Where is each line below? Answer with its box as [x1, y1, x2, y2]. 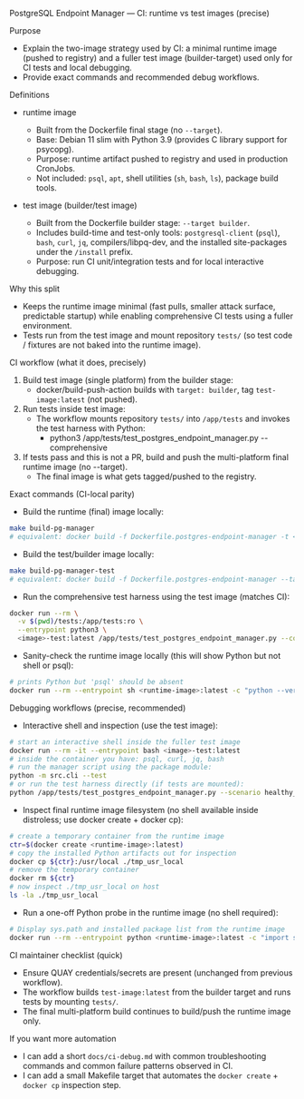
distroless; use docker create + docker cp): [22, 814, 184, 825]
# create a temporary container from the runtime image [9, 831, 224, 840]
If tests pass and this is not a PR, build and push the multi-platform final [22, 452, 290, 462]
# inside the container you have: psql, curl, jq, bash [9, 754, 224, 763]
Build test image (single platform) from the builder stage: [22, 375, 233, 385]
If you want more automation [9, 1033, 117, 1044]
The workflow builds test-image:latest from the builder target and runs [22, 986, 291, 997]
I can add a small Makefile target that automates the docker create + [22, 1070, 279, 1081]
